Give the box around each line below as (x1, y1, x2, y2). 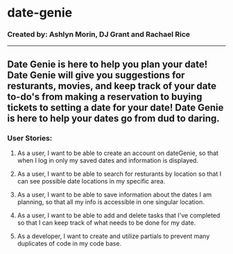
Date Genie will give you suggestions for (7, 69, 185, 81)
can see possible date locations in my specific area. (17, 177, 166, 185)
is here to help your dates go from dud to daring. (7, 112, 220, 124)
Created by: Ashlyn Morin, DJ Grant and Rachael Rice (7, 30, 191, 39)
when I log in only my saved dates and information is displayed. (17, 156, 199, 165)
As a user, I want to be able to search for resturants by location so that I (17, 170, 222, 178)
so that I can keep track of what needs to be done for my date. (17, 219, 196, 227)
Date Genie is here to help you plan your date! (7, 58, 208, 70)
